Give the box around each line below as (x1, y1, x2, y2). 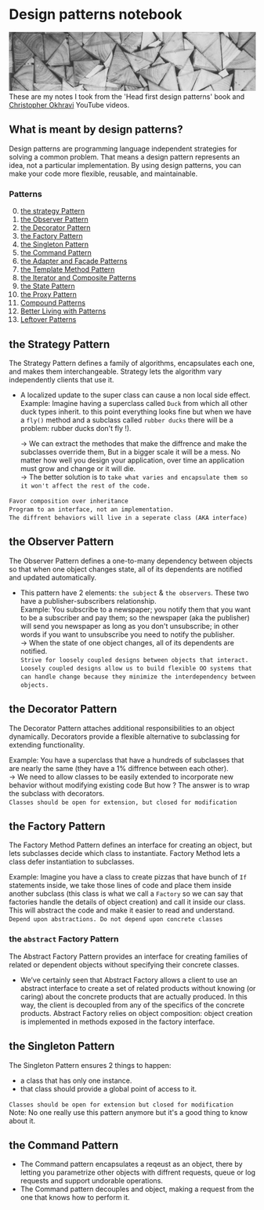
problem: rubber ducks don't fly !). (20, 423, 132, 433)
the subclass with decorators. (9, 788, 105, 798)
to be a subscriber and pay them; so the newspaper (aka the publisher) (20, 612, 250, 622)
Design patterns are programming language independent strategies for (9, 144, 237, 153)
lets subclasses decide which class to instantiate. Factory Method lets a (9, 849, 240, 858)
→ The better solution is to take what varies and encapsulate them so (20, 472, 248, 481)
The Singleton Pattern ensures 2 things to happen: (9, 1060, 172, 1069)
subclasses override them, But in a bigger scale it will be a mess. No (20, 447, 241, 456)
